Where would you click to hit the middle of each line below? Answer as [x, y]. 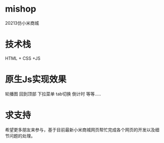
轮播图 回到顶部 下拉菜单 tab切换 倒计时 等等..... [53, 94]
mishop [21, 9]
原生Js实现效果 [36, 80]
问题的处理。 [22, 136]
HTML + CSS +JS [23, 58]
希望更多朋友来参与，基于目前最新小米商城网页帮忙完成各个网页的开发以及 [80, 129]
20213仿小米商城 [22, 23]
